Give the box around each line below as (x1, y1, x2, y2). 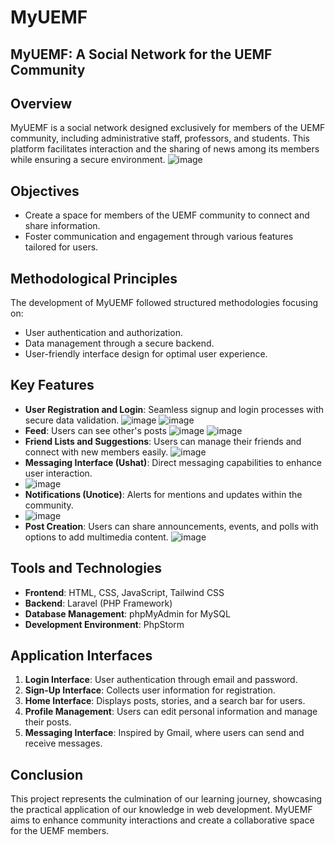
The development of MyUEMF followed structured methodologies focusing (10, 297, 319, 309)
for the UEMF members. (10, 825, 110, 837)
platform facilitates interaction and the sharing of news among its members (10, 143, 320, 155)
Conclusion (10, 766, 84, 783)
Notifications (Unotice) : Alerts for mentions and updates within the (24, 488, 303, 500)
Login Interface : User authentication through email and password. (24, 674, 298, 686)
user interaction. (24, 467, 93, 479)
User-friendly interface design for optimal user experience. (24, 348, 268, 360)
